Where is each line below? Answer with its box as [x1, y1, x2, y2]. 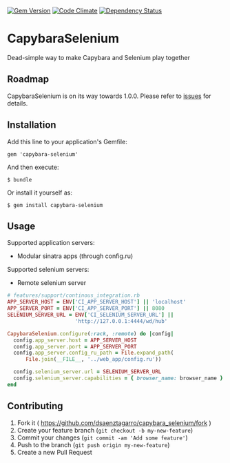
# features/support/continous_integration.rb [7, 292, 140, 299]
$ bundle [7, 176, 32, 183]
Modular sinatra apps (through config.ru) [17, 252, 134, 260]
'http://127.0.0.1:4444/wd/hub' [74, 317, 168, 324]
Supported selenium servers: [7, 266, 90, 274]
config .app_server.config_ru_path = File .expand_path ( [13, 349, 174, 357]
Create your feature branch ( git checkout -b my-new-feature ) [17, 426, 194, 434]
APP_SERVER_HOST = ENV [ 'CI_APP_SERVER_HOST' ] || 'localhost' [7, 299, 187, 306]
